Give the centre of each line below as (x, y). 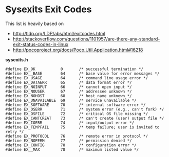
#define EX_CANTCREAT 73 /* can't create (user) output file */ (85, 118)
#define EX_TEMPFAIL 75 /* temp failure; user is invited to (82, 127)
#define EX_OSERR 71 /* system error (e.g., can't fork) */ (85, 109)
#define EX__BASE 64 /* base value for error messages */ (82, 73)
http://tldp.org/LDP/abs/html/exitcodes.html (59, 33)
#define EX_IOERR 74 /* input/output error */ (70, 123)
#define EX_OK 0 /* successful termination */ (74, 69)
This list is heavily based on (35, 24)
